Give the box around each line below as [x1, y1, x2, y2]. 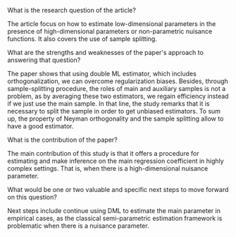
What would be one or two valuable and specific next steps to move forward [7, 186, 229, 193]
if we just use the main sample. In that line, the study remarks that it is [7, 99, 210, 108]
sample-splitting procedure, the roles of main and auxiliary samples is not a [7, 85, 226, 92]
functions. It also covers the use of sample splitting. [7, 35, 157, 43]
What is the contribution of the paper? [7, 135, 118, 144]
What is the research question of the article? [7, 6, 136, 14]
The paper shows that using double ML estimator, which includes [7, 70, 197, 78]
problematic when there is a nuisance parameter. [7, 221, 149, 230]
